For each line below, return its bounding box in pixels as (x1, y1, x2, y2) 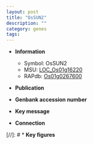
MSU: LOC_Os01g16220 (23, 66, 83, 73)
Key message (14, 108, 50, 115)
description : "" (6, 20, 47, 26)
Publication (14, 84, 44, 91)
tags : (6, 31, 20, 38)
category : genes (6, 25, 47, 32)
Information (14, 48, 46, 55)
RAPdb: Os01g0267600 (23, 73, 82, 80)
